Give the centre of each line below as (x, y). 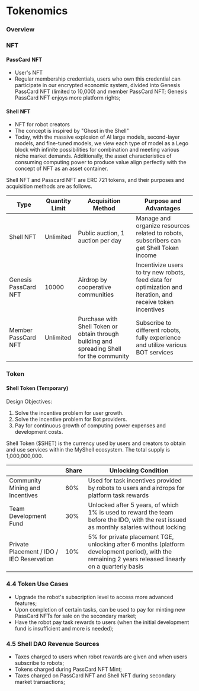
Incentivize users (160, 265)
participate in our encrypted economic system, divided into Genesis (97, 85)
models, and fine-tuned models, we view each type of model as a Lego (101, 143)
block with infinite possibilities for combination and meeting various (97, 150)
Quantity (58, 201)
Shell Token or (98, 327)
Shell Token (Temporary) (37, 388)
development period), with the (130, 551)
